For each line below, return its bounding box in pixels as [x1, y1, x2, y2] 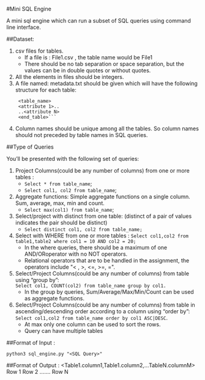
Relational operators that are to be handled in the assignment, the [24, 257, 190, 264]
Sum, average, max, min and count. [15, 199, 105, 207]
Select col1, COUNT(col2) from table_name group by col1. [15, 283, 166, 289]
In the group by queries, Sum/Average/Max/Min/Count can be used [24, 288, 194, 296]
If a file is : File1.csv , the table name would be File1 [24, 54, 153, 61]
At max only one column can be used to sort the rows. [24, 321, 161, 328]
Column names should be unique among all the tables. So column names [15, 125, 199, 132]
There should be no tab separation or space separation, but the [24, 61, 185, 67]
